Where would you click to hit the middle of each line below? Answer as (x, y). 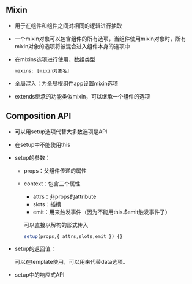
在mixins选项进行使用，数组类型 (55, 59)
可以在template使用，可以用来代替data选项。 (72, 262)
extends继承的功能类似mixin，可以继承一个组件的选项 (82, 96)
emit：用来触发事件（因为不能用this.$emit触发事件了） (102, 212)
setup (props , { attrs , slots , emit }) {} (73, 236)
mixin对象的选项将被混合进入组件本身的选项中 (72, 46)
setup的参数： (32, 157)
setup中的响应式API (39, 275)
